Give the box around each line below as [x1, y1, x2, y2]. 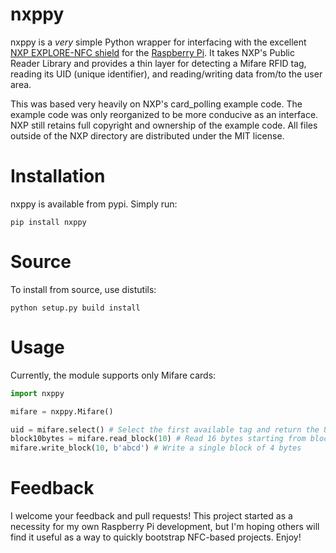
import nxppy [10, 388, 65, 398]
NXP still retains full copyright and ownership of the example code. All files [10, 119, 318, 131]
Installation [10, 165, 106, 188]
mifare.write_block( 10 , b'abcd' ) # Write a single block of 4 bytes [10, 443, 302, 453]
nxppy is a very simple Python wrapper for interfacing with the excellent [10, 36, 307, 48]
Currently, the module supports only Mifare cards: [10, 369, 217, 381]
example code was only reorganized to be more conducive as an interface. [10, 108, 319, 120]
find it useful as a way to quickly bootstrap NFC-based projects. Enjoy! [10, 531, 302, 543]
